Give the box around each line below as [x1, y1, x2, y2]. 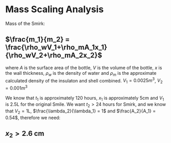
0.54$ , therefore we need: [5, 115, 60, 121]
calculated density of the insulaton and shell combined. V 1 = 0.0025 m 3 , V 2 [5, 76, 163, 84]
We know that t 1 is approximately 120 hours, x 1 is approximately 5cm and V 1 [5, 95, 164, 102]
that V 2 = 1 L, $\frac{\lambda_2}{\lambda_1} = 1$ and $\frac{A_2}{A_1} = [5, 108, 156, 116]
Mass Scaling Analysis [5, 4, 104, 15]
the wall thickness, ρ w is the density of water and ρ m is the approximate [5, 70, 157, 77]
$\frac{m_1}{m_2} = [5, 35, 70, 44]
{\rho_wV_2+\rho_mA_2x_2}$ [5, 51, 102, 60]
